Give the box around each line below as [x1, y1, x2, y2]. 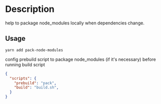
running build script [5, 61, 45, 68]
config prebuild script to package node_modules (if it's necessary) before [5, 56, 157, 62]
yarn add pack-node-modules [5, 47, 64, 53]
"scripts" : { [9, 76, 37, 81]
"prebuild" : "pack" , [14, 81, 57, 86]
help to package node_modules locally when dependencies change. [5, 20, 145, 26]
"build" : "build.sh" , [14, 85, 59, 90]
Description [5, 3, 55, 15]
